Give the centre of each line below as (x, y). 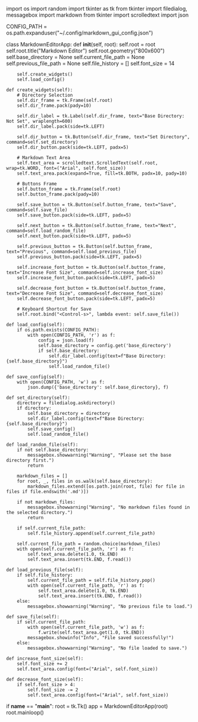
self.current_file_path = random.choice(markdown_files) (89, 544)
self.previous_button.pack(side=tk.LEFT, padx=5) (80, 257)
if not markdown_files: (46, 502)
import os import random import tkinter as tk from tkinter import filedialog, (97, 9)
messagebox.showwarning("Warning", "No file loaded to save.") (107, 648)
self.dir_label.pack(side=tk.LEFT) (61, 126)
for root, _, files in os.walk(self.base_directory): (85, 481)
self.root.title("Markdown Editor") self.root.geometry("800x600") (86, 51)
